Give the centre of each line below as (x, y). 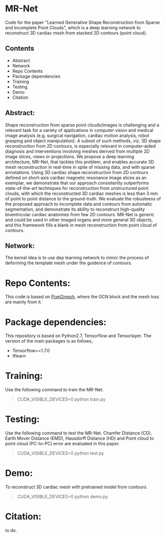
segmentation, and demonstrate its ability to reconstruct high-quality (75, 209)
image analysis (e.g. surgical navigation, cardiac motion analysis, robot (77, 135)
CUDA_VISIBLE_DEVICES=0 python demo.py (62, 497)
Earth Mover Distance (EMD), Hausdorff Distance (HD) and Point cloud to (80, 438)
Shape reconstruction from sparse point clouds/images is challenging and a (82, 125)
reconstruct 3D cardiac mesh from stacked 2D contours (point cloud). (76, 33)
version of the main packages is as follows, (49, 341)
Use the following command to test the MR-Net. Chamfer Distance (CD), (79, 433)
